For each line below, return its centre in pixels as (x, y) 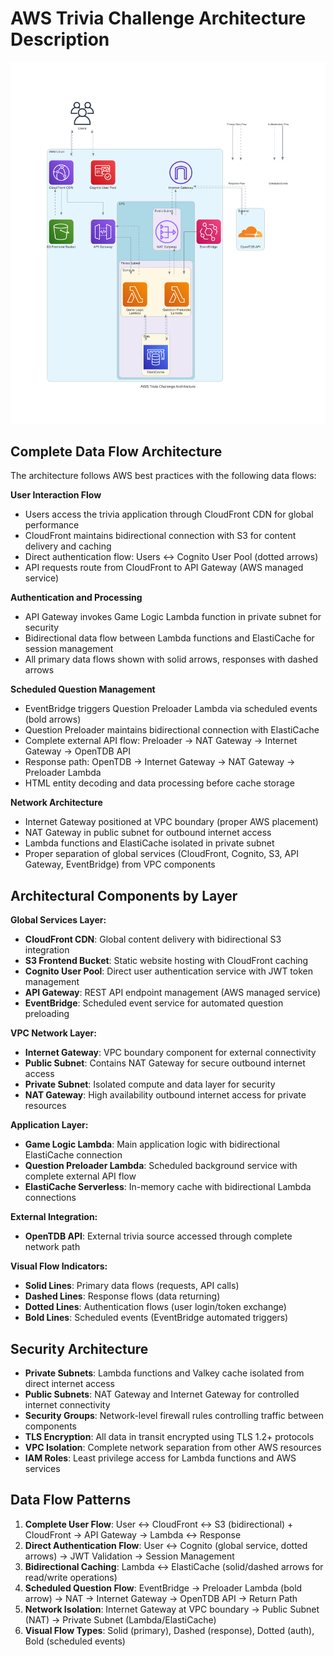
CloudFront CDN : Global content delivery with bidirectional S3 (153, 939)
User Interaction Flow (56, 495)
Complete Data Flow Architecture (116, 451)
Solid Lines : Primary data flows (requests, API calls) (132, 1286)
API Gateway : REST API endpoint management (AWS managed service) (173, 993)
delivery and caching (68, 546)
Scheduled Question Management (83, 689)
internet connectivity (67, 1404)
